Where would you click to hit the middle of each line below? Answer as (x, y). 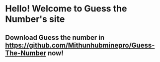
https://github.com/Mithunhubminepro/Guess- (80, 45)
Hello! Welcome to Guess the (66, 9)
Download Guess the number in (55, 37)
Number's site (35, 19)
